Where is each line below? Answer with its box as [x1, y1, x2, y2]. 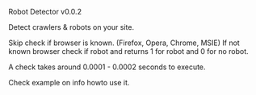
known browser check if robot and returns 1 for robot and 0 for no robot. [8, 47, 249, 56]
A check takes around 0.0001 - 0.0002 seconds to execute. [8, 62, 206, 72]
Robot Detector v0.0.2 [8, 7, 82, 16]
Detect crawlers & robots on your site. [8, 23, 135, 31]
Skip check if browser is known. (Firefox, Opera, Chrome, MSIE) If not [8, 38, 240, 47]
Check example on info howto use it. [8, 78, 130, 87]
